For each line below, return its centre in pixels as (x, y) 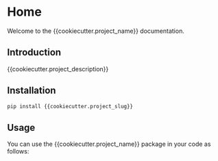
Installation (32, 91)
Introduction (34, 52)
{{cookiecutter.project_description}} (58, 69)
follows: (18, 151)
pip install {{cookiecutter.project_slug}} (70, 106)
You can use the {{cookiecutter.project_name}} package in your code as (109, 144)
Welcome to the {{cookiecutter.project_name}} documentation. (96, 31)
